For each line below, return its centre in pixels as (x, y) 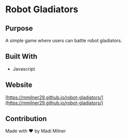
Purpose (19, 28)
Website (19, 85)
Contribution (26, 119)
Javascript (24, 69)
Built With (21, 56)
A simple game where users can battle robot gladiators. (64, 40)
